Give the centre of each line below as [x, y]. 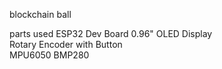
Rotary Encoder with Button [66, 44]
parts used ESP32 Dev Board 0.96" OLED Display [111, 33]
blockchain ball [40, 14]
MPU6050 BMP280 [49, 55]
